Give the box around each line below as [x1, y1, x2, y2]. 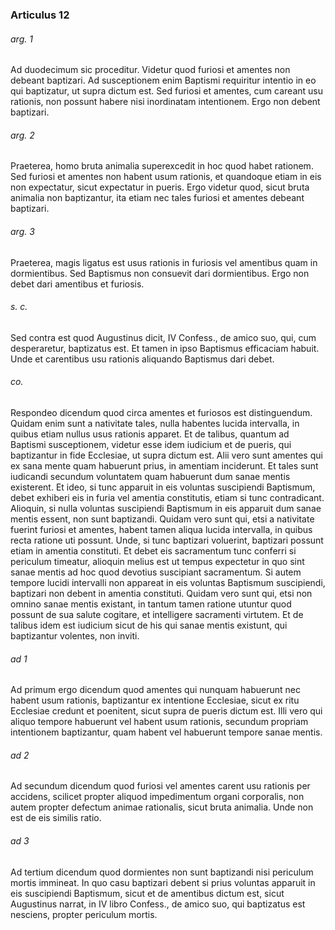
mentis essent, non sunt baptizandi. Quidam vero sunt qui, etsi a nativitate [10, 513, 315, 525]
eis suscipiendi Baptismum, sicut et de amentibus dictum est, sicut [10, 887, 285, 899]
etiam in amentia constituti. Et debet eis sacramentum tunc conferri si [10, 544, 297, 557]
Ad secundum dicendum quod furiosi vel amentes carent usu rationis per [10, 780, 311, 792]
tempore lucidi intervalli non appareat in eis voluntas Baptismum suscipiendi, [10, 576, 326, 588]
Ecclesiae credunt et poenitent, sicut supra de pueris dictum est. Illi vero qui [10, 705, 323, 717]
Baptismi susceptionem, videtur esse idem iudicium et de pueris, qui [10, 438, 292, 450]
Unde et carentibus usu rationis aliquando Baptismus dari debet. [10, 353, 275, 365]
